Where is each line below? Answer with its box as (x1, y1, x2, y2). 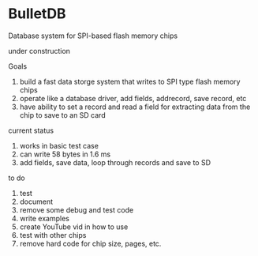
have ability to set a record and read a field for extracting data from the (19, 102, 251, 111)
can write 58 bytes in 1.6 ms (19, 149, 111, 159)
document (19, 197, 54, 206)
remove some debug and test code (19, 205, 134, 214)
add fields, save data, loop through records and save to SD (19, 157, 211, 167)
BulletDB (8, 5, 66, 23)
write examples (19, 213, 69, 223)
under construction (8, 46, 71, 55)
